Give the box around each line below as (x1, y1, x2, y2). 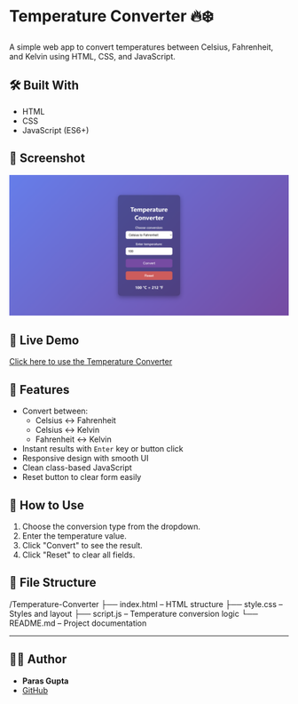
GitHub (21, 684, 49, 695)
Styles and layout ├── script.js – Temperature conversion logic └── (9, 608, 259, 619)
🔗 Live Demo (9, 332, 80, 348)
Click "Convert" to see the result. (21, 540, 144, 550)
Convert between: (21, 405, 89, 417)
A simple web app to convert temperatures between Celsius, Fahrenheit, (9, 41, 274, 52)
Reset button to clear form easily (21, 472, 142, 483)
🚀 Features (9, 382, 70, 397)
